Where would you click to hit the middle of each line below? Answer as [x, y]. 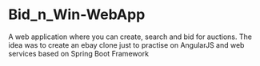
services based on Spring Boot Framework [79, 53]
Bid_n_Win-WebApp [77, 15]
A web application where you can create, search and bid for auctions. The [130, 37]
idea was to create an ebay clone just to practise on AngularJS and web [126, 45]
